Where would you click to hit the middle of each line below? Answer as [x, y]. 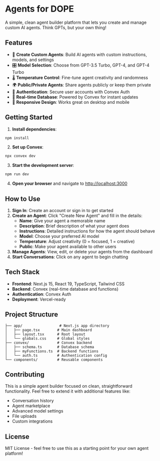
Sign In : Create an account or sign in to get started [63, 210]
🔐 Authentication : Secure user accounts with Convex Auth [71, 92]
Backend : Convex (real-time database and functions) [65, 289]
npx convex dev [20, 156]
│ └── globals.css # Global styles [48, 338]
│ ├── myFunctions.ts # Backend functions [52, 351]
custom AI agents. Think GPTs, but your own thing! [56, 27]
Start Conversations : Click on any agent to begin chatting [70, 257]
